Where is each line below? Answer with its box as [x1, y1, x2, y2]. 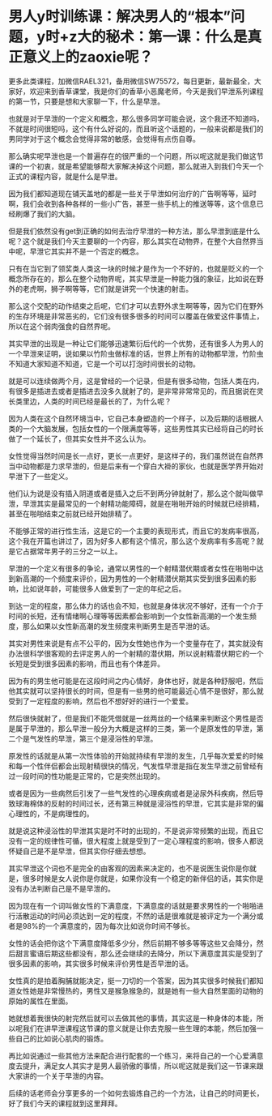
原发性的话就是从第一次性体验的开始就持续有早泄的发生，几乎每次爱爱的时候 [8, 750, 264, 760]
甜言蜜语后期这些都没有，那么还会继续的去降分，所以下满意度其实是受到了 [15, 948, 264, 958]
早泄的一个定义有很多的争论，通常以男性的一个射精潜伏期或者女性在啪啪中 [8, 563, 257, 573]
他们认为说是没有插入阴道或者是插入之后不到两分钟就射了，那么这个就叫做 [8, 488, 257, 498]
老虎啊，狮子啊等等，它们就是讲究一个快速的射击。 [22, 284, 193, 293]
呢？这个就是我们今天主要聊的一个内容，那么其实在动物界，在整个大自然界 [8, 236, 257, 246]
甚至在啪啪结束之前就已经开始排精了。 [8, 508, 136, 519]
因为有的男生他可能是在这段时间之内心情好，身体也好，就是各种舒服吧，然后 [8, 676, 264, 686]
